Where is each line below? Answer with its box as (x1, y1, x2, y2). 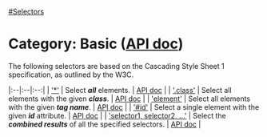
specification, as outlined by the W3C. (8, 70, 134, 79)
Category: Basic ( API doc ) (8, 35, 184, 53)
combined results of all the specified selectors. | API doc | (8, 119, 201, 129)
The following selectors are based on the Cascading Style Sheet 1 (8, 61, 225, 71)
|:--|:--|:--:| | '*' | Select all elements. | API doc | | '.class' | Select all (8, 85, 232, 95)
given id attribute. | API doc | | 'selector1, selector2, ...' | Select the (8, 111, 226, 120)
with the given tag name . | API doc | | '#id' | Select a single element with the (8, 102, 260, 111)
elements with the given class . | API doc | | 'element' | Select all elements (8, 94, 250, 103)
